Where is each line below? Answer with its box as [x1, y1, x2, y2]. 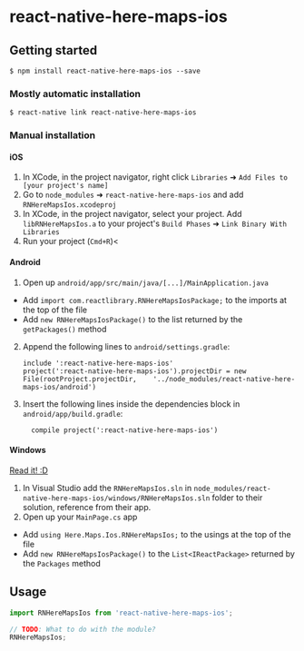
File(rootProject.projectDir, [22, 374, 138, 383]
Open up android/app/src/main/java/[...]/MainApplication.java [22, 277, 270, 288]
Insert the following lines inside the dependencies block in [22, 398, 240, 409]
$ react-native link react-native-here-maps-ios [9, 108, 197, 117]
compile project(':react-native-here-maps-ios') [31, 425, 219, 435]
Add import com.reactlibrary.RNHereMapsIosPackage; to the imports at [22, 294, 288, 305]
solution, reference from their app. [22, 501, 152, 512]
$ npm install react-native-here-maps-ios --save [9, 66, 201, 75]
